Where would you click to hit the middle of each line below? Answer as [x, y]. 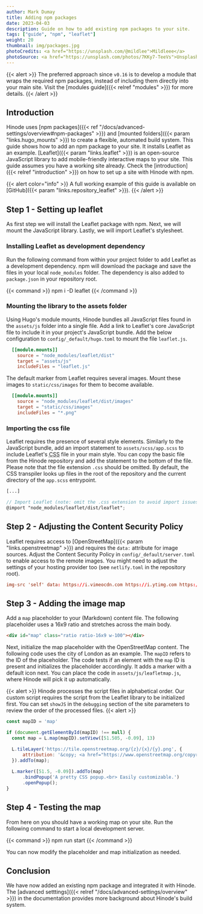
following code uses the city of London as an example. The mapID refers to [98, 654]
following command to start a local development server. [76, 829]
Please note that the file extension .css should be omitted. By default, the [98, 467]
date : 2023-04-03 [28, 23]
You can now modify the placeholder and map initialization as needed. [94, 852]
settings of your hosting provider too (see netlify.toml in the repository [96, 567]
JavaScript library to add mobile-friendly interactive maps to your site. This [100, 159]
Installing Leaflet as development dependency [76, 246]
